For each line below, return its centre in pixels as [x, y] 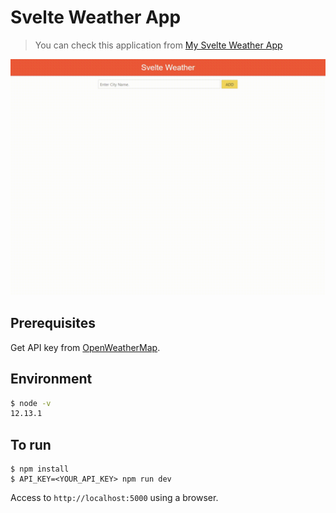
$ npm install [40, 469]
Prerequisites [53, 323]
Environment [51, 379]
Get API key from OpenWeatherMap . [85, 347]
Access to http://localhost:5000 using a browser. [114, 498]
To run [31, 444]
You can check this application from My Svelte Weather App [158, 45]
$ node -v [31, 403]
